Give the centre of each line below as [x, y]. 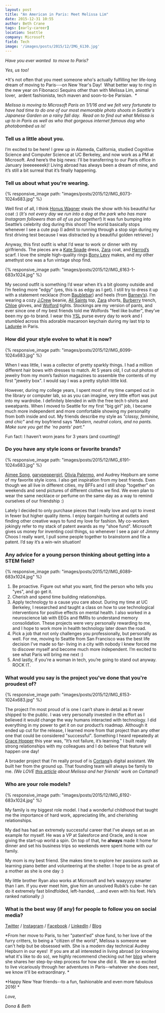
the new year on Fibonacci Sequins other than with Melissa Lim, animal [77, 90]
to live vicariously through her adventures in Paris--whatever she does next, [82, 967]
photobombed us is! [25, 126]
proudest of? [21, 684]
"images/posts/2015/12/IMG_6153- [96, 695]
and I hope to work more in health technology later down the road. [79, 628]
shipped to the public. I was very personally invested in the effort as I [75, 715]
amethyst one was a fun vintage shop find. [48, 260]
